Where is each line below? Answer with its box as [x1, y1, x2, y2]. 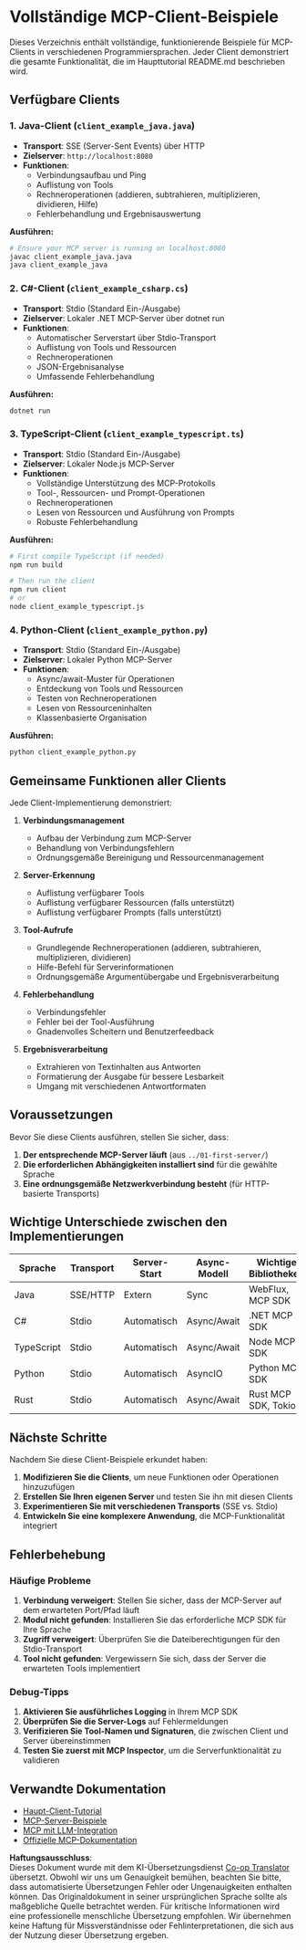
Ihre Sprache [22, 1624, 72, 1635]
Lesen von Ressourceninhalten [36, 703, 152, 714]
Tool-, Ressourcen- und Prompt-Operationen [36, 487, 206, 498]
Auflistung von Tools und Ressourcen [36, 341, 178, 352]
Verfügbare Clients [9, 92, 120, 108]
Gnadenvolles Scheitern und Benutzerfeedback [36, 1025, 214, 1037]
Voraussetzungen [9, 1107, 114, 1123]
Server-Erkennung [22, 869, 96, 880]
